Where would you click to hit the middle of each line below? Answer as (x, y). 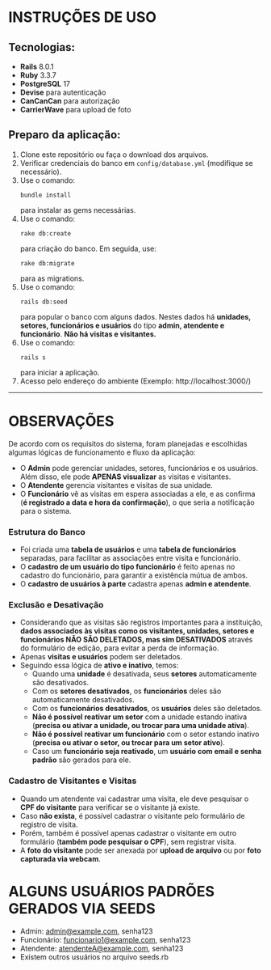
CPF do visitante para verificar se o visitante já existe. (110, 807)
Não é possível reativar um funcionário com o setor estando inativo (146, 734)
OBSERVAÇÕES (61, 421)
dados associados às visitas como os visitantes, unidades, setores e (137, 631)
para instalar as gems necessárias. (78, 210)
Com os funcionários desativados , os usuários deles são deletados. (147, 709)
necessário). (41, 172)
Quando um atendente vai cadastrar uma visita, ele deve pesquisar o (134, 798)
